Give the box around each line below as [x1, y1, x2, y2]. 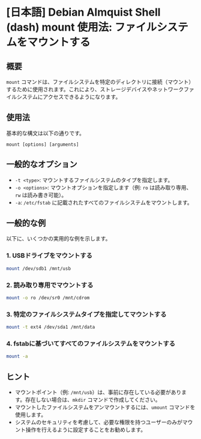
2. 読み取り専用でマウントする [6, 281, 94, 289]
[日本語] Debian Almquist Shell [6, 5, 161, 19]
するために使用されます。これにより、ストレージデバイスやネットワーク [6, 86, 184, 93]
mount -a [6, 353, 28, 360]
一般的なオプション [6, 160, 77, 170]
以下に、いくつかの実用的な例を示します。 [6, 235, 111, 242]
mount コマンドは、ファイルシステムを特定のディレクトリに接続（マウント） [6, 79, 194, 85]
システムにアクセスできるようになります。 [16, 94, 121, 100]
